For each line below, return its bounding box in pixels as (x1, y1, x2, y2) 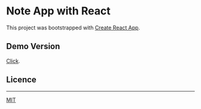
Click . (6, 57, 20, 64)
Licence (6, 75, 37, 85)
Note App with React (6, 4, 111, 18)
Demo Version (6, 41, 60, 52)
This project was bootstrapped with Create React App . (6, 24, 141, 31)
